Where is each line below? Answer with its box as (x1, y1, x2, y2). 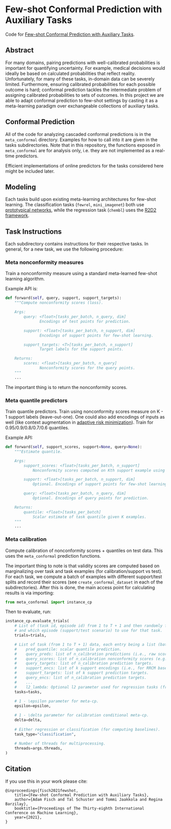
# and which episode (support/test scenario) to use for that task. (14, 628, 163, 633)
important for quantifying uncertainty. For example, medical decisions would (5, 65, 165, 71)
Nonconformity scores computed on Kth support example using (32, 467, 165, 473)
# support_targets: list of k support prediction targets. (14, 671, 149, 676)
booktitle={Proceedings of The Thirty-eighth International (14, 806, 145, 811)
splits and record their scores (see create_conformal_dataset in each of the (5, 579, 163, 585)
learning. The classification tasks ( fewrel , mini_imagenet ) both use (5, 202, 145, 208)
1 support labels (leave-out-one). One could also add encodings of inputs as (5, 414, 165, 420)
